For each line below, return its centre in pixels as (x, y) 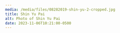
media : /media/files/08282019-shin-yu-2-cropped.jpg (60, 9)
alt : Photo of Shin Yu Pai (33, 18)
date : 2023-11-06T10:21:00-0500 (38, 23)
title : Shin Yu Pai (25, 14)
